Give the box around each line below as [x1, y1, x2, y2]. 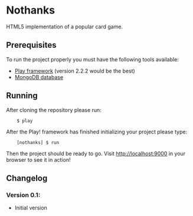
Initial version [14, 204, 47, 211]
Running [6, 91, 38, 101]
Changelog [6, 173, 48, 183]
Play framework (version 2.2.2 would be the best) [14, 67, 136, 74]
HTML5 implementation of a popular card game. [6, 23, 123, 30]
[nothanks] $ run [17, 139, 60, 145]
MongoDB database [14, 73, 64, 80]
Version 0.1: [6, 191, 41, 199]
